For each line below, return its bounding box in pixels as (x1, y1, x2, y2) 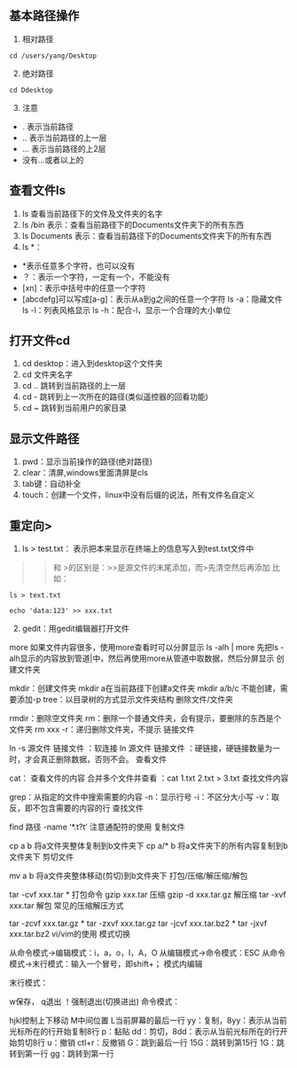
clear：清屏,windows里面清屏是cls (21, 467, 149, 478)
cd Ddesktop (9, 85, 53, 95)
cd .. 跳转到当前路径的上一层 (21, 381, 127, 391)
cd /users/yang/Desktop (9, 51, 98, 60)
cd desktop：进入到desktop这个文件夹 (21, 358, 163, 369)
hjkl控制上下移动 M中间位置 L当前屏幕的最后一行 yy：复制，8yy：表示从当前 (9, 1015, 288, 1026)
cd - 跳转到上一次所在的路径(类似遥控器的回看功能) (21, 391, 208, 402)
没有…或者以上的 (21, 154, 84, 165)
